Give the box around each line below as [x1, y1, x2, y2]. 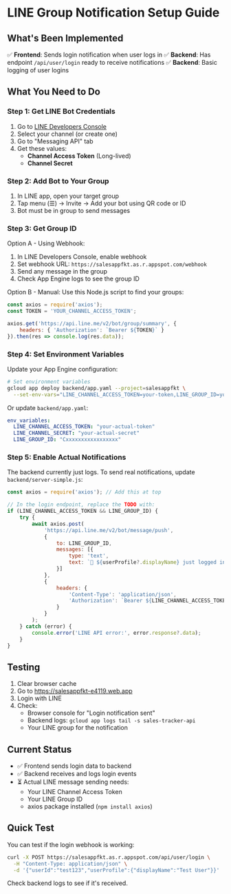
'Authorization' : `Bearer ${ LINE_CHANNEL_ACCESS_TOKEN [68, 598, 229, 605]
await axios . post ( [32, 520, 85, 527]
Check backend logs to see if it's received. [7, 879, 129, 887]
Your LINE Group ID [27, 795, 83, 803]
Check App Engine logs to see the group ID [16, 274, 140, 283]
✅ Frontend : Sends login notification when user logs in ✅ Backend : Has [7, 50, 211, 59]
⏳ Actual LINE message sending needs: [16, 778, 129, 786]
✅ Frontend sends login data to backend [16, 762, 132, 770]
